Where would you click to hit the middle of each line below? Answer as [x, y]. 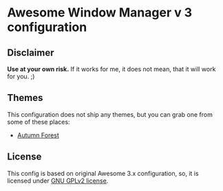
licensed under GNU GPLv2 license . [58, 181]
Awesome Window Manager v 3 [100, 13]
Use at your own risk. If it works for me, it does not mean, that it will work [111, 69]
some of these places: [39, 122]
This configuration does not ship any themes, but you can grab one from [110, 114]
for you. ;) [21, 76]
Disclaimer [31, 53]
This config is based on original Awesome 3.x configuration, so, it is [103, 173]
